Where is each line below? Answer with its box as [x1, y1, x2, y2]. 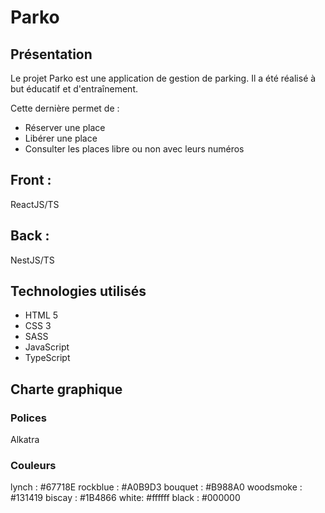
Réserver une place [24, 122, 106, 133]
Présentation [10, 46, 93, 63]
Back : [10, 227, 50, 245]
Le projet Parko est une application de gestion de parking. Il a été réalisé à [10, 72, 317, 84]
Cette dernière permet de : [10, 102, 120, 114]
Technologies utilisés [10, 283, 147, 300]
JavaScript [24, 341, 70, 353]
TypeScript [24, 352, 71, 364]
